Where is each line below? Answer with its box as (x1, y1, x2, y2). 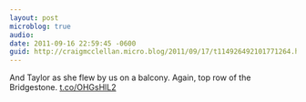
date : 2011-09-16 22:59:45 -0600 (9, 38, 137, 48)
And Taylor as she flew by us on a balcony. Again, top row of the (9, 72, 251, 83)
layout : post (9, 13, 59, 23)
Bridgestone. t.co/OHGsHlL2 (9, 82, 117, 93)
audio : (9, 30, 35, 39)
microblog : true (9, 22, 71, 31)
